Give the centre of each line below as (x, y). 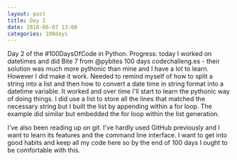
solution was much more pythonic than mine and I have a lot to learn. (108, 69)
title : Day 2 (27, 21)
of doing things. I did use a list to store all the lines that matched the (106, 99)
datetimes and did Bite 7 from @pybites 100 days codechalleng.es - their (114, 62)
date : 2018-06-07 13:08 (43, 27)
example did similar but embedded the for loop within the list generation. (114, 114)
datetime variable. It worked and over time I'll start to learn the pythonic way (119, 91)
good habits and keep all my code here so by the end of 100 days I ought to (118, 143)
